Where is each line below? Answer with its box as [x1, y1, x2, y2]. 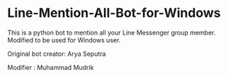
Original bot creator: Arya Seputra [7, 49, 106, 58]
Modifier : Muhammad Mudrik [7, 63, 94, 71]
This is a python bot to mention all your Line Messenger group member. [7, 28, 216, 37]
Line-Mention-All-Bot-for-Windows [7, 5, 221, 21]
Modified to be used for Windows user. [7, 35, 121, 44]
